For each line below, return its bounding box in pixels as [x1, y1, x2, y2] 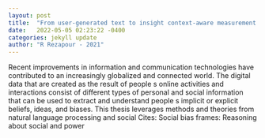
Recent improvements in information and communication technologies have [8, 62, 255, 72]
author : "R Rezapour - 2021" [8, 41, 104, 49]
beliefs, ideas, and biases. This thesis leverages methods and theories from [8, 104, 255, 114]
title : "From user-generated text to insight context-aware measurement [8, 19, 257, 27]
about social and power [8, 121, 85, 131]
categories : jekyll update [8, 33, 97, 42]
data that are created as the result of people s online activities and [8, 80, 224, 89]
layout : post [8, 11, 51, 20]
